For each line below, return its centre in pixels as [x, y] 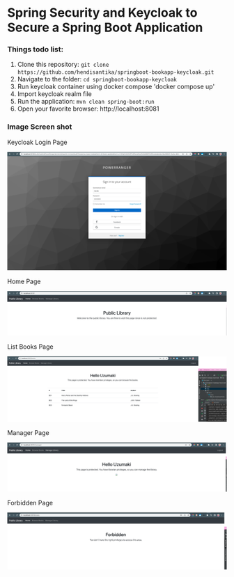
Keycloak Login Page [37, 142]
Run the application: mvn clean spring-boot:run [86, 102]
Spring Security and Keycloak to [102, 13]
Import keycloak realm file [54, 94]
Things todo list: [36, 49]
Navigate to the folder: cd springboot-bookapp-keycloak [97, 79]
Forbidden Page [30, 503]
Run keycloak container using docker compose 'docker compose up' [116, 87]
